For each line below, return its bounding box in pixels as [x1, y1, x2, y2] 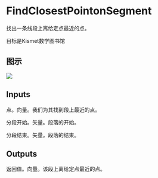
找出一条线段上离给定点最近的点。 [6, 24, 90, 32]
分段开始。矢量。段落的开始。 [6, 118, 79, 126]
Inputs [6, 89, 31, 99]
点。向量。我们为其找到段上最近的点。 [6, 106, 100, 113]
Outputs [6, 149, 38, 159]
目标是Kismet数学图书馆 [6, 37, 66, 44]
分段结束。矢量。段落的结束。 [6, 131, 79, 138]
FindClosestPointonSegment [6, 4, 152, 18]
